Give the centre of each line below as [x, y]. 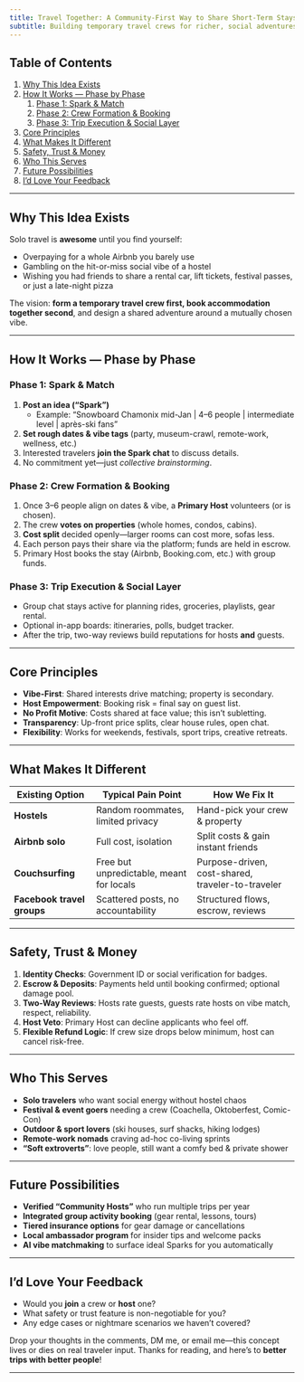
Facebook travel [49, 899]
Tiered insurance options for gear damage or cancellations [134, 1226]
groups [30, 911]
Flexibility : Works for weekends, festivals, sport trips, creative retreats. [155, 733]
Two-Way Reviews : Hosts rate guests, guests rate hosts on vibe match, [157, 1003]
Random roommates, [140, 810]
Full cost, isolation [134, 842]
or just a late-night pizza [68, 286]
